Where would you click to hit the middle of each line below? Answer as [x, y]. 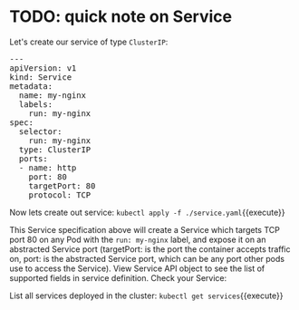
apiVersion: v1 [43, 68]
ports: [33, 159]
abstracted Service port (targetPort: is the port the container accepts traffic [150, 249]
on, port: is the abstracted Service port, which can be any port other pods [147, 258]
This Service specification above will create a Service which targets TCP [145, 229]
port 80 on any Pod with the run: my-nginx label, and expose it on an [138, 239]
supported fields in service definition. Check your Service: [118, 277]
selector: [40, 131]
